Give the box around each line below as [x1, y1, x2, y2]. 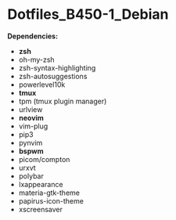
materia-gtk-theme [18, 188, 80, 197]
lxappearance [18, 179, 63, 189]
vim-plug [18, 121, 48, 131]
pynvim [18, 138, 43, 147]
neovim [18, 113, 45, 122]
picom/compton [18, 154, 70, 164]
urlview [18, 104, 43, 114]
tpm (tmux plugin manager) [18, 96, 107, 106]
